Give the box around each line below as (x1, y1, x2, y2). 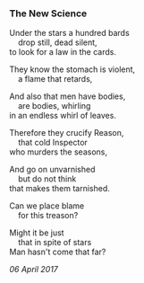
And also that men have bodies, (9, 91, 126, 102)
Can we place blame (9, 200, 85, 211)
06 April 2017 (9, 264, 58, 275)
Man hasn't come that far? (9, 246, 106, 258)
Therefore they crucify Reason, (9, 128, 124, 138)
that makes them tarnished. (9, 183, 110, 194)
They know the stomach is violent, (9, 64, 136, 75)
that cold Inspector (17, 137, 88, 148)
